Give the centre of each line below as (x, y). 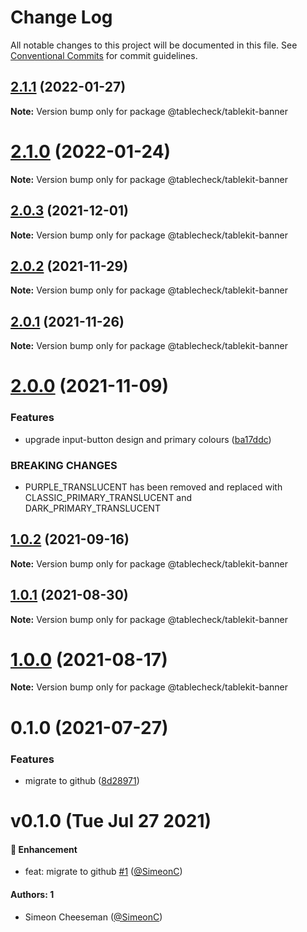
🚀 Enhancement (44, 849)
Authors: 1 (32, 894)
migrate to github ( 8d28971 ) (82, 780)
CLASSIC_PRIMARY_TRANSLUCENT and (108, 497)
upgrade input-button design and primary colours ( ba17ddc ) (148, 439)
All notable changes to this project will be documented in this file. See (154, 45)
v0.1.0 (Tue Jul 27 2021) (111, 821)
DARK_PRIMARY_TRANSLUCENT (92, 508)
